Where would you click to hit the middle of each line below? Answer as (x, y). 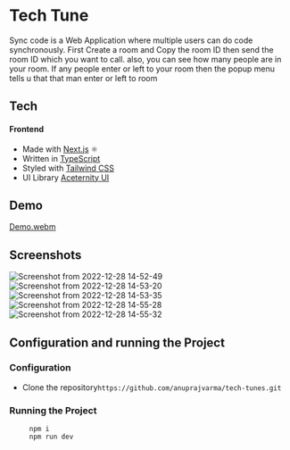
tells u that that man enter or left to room (83, 78)
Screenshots (46, 255)
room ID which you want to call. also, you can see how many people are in (145, 59)
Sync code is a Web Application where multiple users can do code (131, 40)
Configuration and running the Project (117, 342)
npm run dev (51, 437)
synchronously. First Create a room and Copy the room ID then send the (141, 49)
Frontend (27, 129)
